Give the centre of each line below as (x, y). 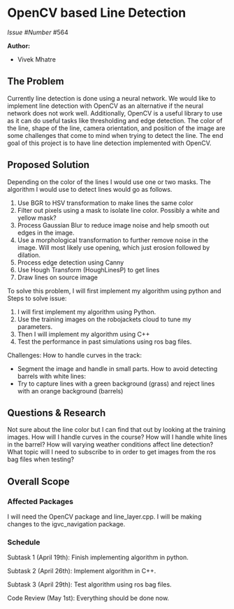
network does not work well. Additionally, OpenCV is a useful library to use (115, 113)
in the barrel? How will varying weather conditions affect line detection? (110, 444)
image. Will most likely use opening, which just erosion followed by (114, 247)
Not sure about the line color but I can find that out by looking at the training (116, 430)
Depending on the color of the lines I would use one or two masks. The (109, 182)
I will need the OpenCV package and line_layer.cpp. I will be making (104, 517)
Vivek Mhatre (36, 59)
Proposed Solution (48, 165)
